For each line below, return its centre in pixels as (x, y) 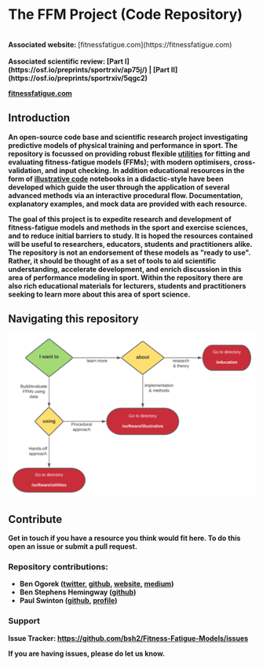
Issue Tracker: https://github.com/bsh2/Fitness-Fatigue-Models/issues (128, 638)
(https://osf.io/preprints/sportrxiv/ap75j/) (78, 69)
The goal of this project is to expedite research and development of (120, 219)
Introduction (39, 118)
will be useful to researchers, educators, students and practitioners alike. (130, 244)
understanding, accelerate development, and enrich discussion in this (125, 269)
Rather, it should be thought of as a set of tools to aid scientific (112, 260)
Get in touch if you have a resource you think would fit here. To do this (124, 538)
